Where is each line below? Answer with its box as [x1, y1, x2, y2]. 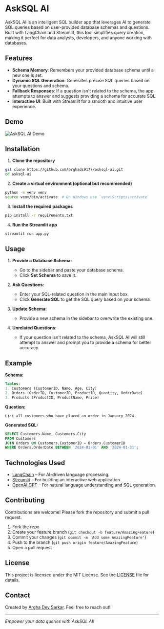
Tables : [5, 382, 21, 386]
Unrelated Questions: [12, 325, 57, 331]
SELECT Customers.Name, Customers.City [5, 431, 86, 436]
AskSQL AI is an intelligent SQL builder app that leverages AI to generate [5, 19, 151, 25]
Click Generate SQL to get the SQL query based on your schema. [19, 296, 151, 302]
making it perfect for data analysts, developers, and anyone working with [5, 35, 152, 41]
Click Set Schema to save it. [19, 272, 77, 278]
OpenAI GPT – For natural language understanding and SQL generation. [12, 482, 156, 488]
